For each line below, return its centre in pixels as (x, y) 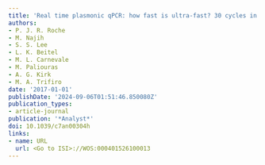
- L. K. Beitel (33, 52)
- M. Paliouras (33, 67)
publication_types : (40, 104)
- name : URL (28, 141)
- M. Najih (26, 38)
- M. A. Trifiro (35, 82)
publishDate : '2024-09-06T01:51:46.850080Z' (83, 97)
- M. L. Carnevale (38, 60)
